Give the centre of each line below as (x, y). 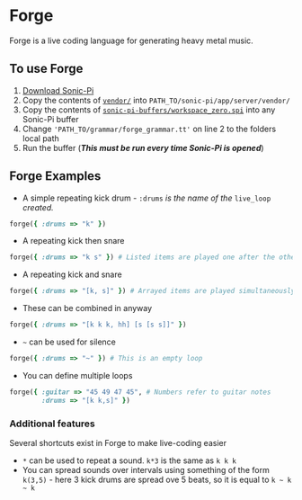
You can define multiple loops (77, 375)
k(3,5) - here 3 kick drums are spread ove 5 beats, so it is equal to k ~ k (157, 479)
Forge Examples (55, 176)
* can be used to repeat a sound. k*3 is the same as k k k (129, 460)
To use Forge (46, 69)
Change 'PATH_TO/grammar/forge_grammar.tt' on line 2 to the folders (149, 129)
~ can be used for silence (69, 342)
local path (41, 138)
